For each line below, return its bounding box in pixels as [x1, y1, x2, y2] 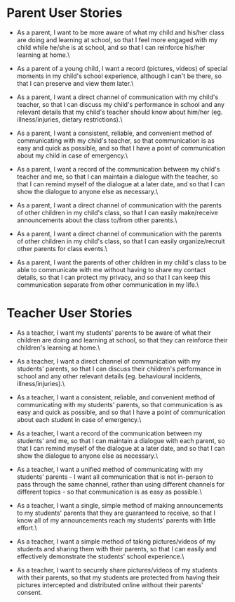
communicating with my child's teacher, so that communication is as [16, 136, 215, 145]
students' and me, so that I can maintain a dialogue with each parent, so [16, 436, 225, 444]
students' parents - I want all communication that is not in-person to [16, 473, 214, 481]
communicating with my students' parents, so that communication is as [16, 400, 223, 409]
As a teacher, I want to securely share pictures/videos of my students [16, 565, 218, 574]
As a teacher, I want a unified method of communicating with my [16, 465, 203, 473]
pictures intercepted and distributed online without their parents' [16, 580, 204, 589]
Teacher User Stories [6, 305, 133, 321]
